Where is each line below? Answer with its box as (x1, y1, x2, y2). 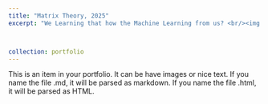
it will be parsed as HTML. (8, 86, 95, 96)
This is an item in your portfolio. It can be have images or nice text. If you (8, 70, 249, 79)
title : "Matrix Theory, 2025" (8, 11, 110, 20)
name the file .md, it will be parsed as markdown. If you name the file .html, (8, 78, 257, 88)
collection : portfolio (8, 47, 84, 56)
